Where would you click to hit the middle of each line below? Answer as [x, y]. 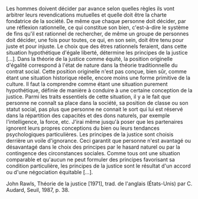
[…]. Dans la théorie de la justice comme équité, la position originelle [90, 59]
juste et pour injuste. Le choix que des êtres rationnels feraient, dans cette [97, 46]
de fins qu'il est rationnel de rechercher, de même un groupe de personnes [98, 34]
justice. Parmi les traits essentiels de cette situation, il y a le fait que [88, 97]
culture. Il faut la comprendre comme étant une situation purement [87, 84]
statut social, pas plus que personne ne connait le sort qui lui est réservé [95, 109]
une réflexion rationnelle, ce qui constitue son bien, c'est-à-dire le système [98, 27]
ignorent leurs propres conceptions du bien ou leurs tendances [83, 128]
